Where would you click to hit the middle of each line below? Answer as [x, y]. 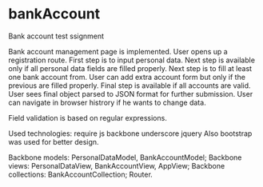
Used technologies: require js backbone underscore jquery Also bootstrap [130, 133]
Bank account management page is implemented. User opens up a [118, 51]
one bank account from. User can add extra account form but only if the [127, 77]
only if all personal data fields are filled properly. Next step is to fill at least [130, 68]
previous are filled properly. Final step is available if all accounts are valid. [130, 86]
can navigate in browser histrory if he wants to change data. [107, 102]
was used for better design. [54, 141]
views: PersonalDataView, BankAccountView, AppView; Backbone [117, 165]
